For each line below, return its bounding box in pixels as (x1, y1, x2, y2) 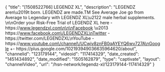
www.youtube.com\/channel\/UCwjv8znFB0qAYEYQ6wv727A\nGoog (19, 41, 161, 46)
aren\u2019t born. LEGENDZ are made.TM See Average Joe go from (5, 9, 144, 15)
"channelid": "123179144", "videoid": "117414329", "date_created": (5, 51, 139, 57)
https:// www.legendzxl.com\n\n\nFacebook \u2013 (5, 25, 109, 31)
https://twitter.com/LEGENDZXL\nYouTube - (5, 35, 94, 41)
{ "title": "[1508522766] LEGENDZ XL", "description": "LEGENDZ (5, 4, 136, 10)
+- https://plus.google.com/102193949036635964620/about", (9, 46, 137, 51)
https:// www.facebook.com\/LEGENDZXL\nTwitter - (5, 30, 110, 36)
